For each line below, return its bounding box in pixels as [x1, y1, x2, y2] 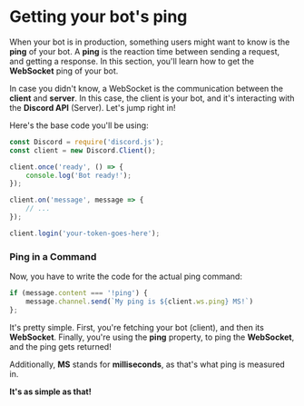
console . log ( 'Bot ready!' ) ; [25, 171, 132, 180]
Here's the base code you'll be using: [9, 120, 149, 131]
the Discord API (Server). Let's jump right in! [9, 102, 176, 113]
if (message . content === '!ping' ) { [9, 289, 148, 298]
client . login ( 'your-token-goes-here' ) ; [9, 229, 161, 238]
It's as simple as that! [9, 386, 93, 397]
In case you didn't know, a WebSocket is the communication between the [9, 83, 284, 94]
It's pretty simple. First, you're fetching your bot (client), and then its [9, 322, 265, 332]
